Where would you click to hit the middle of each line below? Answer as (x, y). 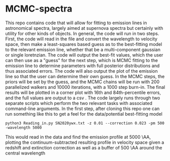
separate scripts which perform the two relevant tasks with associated (79, 103)
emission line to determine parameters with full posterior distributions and (82, 66)
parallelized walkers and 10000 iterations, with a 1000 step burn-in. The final (85, 87)
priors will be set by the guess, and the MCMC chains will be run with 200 (82, 82)
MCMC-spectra (39, 9)
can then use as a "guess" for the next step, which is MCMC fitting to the (82, 60)
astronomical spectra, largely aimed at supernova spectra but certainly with (84, 28)
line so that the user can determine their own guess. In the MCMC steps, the (85, 76)
